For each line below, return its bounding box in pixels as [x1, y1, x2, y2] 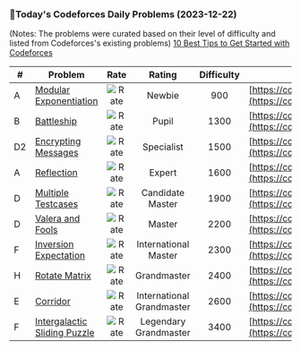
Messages [34, 147, 79, 159]
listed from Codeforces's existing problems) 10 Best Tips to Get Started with [9, 38, 290, 48]
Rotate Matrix [34, 269, 92, 282]
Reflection [34, 166, 78, 179]
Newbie [146, 90, 179, 102]
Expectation [34, 250, 85, 262]
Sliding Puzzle [34, 327, 95, 339]
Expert [149, 166, 177, 179]
